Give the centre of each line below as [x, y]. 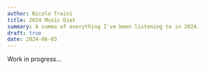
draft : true [24, 33]
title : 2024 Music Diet [42, 20]
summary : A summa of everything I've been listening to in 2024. [103, 26]
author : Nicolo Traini [40, 14]
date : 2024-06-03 [32, 40]
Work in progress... [34, 59]
